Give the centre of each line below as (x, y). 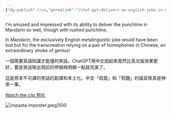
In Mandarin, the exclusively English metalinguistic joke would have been (81, 40)
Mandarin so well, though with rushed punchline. (56, 30)
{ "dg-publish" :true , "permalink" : (41, 10)
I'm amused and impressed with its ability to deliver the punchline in (76, 24)
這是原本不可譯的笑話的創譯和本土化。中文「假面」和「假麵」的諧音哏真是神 (85, 78)
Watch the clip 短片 (25, 95)
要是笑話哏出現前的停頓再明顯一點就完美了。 (61, 67)
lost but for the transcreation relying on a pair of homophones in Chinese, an (85, 45)
